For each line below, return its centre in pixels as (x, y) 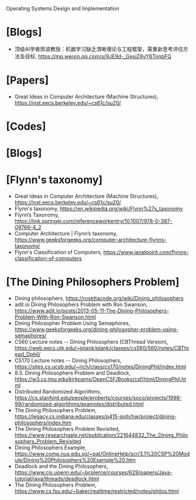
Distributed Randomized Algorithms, (58, 392)
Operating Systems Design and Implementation (63, 8)
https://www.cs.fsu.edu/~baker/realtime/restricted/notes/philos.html (97, 491)
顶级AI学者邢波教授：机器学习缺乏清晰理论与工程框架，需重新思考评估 (99, 49)
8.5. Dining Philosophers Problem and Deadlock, (73, 373)
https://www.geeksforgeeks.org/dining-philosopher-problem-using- (97, 330)
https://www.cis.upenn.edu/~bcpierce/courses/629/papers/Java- (93, 472)
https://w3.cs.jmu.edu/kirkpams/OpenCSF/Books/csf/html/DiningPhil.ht (100, 379)
